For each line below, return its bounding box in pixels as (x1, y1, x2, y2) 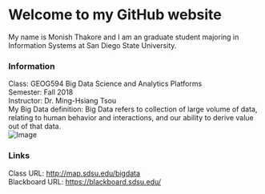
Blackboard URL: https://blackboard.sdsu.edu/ (8, 176, 162, 186)
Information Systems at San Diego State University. (8, 40, 177, 50)
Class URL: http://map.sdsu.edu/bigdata (8, 168, 141, 178)
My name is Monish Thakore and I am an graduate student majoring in (8, 32, 239, 42)
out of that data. (8, 122, 62, 131)
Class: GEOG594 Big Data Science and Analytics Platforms (8, 79, 203, 89)
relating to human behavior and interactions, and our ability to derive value (8, 113, 254, 123)
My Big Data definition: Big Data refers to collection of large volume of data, (8, 104, 258, 114)
